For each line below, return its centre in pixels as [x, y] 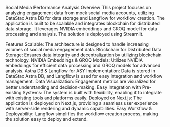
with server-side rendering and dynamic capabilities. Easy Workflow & [79, 109]
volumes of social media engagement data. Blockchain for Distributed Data [83, 49]
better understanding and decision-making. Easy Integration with [73, 87]
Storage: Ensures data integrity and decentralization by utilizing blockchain [83, 55]
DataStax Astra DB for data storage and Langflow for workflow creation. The [85, 18]
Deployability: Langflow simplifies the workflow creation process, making [82, 114]
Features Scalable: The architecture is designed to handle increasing [77, 44]
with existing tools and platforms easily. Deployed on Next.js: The [74, 98]
